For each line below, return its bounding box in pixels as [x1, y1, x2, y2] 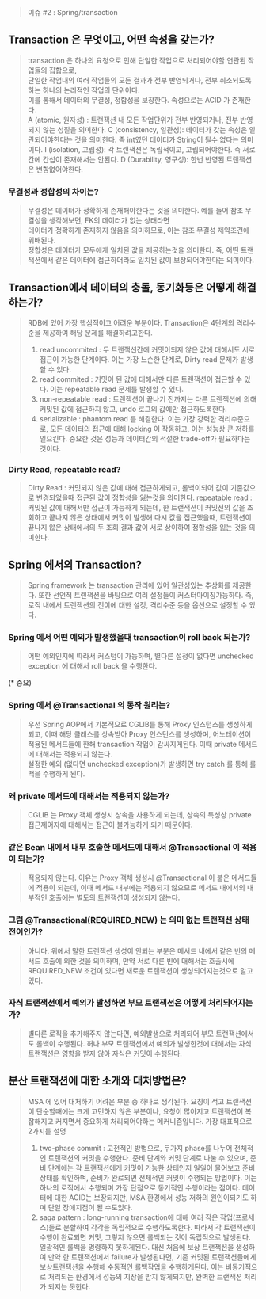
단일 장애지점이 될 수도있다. [47, 1202, 133, 1212]
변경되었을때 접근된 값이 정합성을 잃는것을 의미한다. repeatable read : [36, 493, 253, 502]
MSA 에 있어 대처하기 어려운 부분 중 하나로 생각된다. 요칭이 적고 [27, 1096, 225, 1106]
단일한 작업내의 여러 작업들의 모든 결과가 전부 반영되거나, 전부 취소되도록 [27, 75, 252, 85]
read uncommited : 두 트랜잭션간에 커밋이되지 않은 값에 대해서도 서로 [39, 345, 256, 354]
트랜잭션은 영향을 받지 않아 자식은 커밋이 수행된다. [27, 1049, 182, 1058]
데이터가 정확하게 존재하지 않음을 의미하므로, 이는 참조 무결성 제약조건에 [27, 226, 250, 235]
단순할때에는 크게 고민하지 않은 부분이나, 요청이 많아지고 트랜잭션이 [36, 1107, 244, 1116]
